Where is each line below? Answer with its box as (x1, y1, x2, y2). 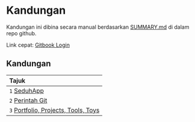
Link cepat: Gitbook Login (6, 41, 70, 48)
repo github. (6, 29, 37, 36)
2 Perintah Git (9, 96, 48, 105)
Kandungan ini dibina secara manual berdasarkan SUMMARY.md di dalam (6, 23, 190, 30)
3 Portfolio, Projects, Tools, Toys (9, 106, 100, 114)
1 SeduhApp (9, 86, 44, 94)
